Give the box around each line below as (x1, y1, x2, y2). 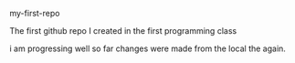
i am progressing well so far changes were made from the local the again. (9, 43, 286, 54)
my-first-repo (9, 8, 60, 18)
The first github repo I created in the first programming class (9, 26, 237, 36)
